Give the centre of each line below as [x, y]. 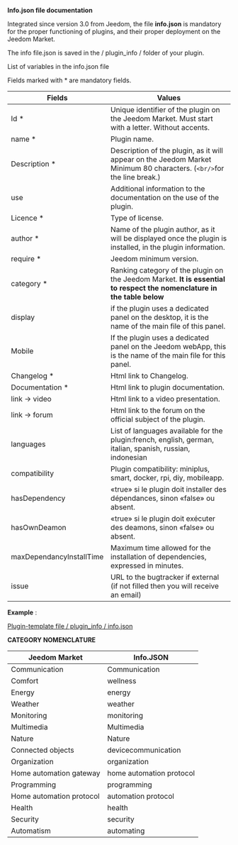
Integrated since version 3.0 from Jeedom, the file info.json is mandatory [114, 24]
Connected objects [42, 750]
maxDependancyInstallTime [57, 557]
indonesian [129, 457]
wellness [122, 681]
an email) [126, 595]
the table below [137, 297]
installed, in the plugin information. [168, 247]
